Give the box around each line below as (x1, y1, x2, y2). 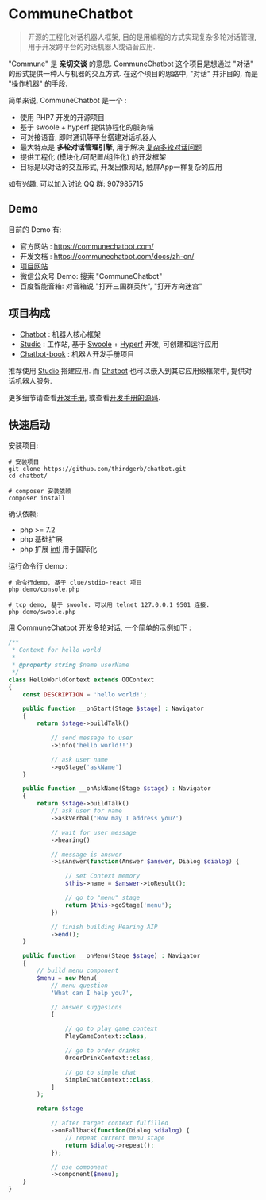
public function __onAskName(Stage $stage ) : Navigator (22, 785, 212, 793)
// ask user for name (50, 807, 123, 815)
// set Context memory (64, 872, 141, 880)
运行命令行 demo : (8, 561, 68, 571)
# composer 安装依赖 (8, 488, 71, 496)
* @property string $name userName (11, 661, 129, 669)
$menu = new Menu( (37, 974, 98, 982)
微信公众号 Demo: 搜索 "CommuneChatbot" (19, 271, 163, 280)
